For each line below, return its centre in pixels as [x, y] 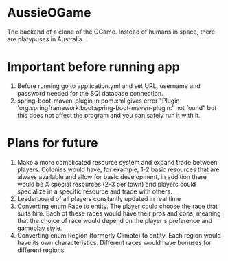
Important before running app [93, 67]
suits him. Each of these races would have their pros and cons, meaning [119, 213]
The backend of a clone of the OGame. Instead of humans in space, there [111, 32]
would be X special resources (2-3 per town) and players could [106, 184]
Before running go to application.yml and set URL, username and [109, 86]
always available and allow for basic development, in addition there [112, 176]
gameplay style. [39, 228]
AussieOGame [49, 13]
